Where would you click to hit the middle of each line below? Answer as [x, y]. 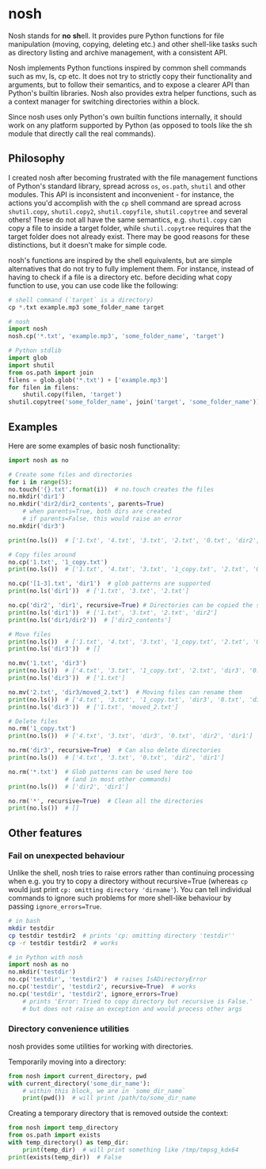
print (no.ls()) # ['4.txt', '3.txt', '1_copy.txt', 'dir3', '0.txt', [127, 700]
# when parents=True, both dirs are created [97, 511]
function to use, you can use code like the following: [93, 285]
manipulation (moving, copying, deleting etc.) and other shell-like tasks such [133, 44]
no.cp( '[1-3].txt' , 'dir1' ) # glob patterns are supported [110, 584]
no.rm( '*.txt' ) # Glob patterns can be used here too [101, 772]
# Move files [30, 634]
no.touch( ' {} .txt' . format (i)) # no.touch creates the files [111, 489]
